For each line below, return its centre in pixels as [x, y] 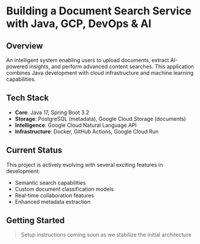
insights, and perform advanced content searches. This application [111, 66]
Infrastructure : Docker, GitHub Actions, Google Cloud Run [87, 131]
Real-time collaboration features [54, 195]
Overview [25, 46]
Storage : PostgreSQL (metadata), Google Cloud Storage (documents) [100, 118]
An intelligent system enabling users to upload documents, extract [87, 60]
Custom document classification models [64, 189]
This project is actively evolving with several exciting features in [84, 164]
